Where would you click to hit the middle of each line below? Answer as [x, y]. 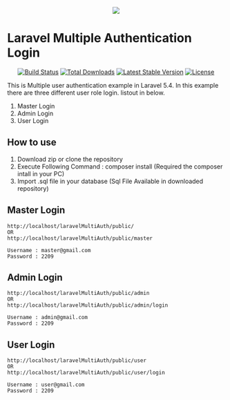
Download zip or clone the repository [70, 159]
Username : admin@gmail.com [48, 318]
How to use [32, 143]
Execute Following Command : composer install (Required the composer [120, 166]
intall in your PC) [41, 173]
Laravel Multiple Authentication [99, 38]
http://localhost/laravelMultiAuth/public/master [80, 238]
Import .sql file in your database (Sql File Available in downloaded [110, 181]
